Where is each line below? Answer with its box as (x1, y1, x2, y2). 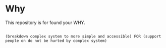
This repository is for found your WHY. (5, 19, 86, 25)
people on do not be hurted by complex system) (5, 38, 107, 43)
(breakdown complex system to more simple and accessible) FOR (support (5, 34, 161, 39)
